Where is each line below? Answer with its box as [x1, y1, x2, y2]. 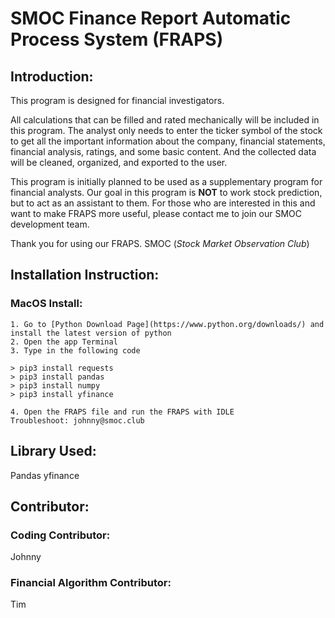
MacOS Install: [10, 297, 83, 311]
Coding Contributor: [10, 528, 111, 542]
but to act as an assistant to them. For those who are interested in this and [10, 197, 316, 209]
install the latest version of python [10, 328, 172, 338]
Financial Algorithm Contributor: [10, 576, 172, 590]
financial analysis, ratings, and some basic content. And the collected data [10, 146, 317, 157]
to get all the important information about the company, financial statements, [10, 135, 326, 147]
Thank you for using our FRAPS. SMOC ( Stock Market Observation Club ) [10, 238, 310, 249]
